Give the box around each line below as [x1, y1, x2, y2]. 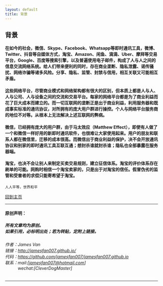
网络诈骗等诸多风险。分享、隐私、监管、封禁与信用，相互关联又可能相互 [13, 70, 158, 75]
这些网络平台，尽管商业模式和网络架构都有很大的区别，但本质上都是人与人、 [5, 88, 158, 94]
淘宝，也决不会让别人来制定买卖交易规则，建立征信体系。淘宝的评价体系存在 [5, 161, 158, 166]
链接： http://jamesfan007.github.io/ [5, 248, 76, 253]
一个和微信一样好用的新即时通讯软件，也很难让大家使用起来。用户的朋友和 [5, 130, 154, 136]
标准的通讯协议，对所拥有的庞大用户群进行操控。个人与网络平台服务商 [17, 106, 158, 112]
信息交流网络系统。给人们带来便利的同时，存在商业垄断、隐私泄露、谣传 [5, 64, 149, 70]
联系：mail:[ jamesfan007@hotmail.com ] [5, 260, 86, 266]
